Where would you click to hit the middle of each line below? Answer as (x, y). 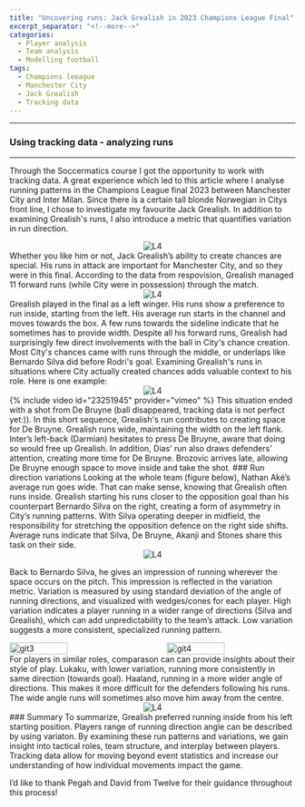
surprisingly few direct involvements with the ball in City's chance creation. (150, 342)
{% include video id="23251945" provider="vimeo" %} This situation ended (151, 400)
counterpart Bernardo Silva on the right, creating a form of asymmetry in (145, 506)
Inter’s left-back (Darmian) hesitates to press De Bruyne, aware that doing (148, 438)
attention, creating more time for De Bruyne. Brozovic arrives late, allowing (149, 458)
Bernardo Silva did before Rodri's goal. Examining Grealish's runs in (136, 361)
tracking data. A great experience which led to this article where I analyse (147, 180)
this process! (34, 792)
